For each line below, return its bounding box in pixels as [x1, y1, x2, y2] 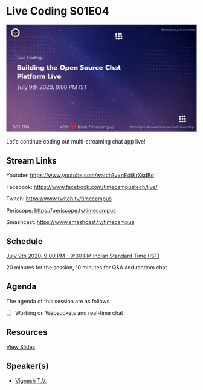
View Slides [6, 343, 36, 351]
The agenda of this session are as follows [6, 297, 110, 305]
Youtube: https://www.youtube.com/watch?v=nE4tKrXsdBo [6, 171, 154, 179]
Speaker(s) [6, 361, 50, 371]
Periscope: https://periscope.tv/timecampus [6, 207, 116, 214]
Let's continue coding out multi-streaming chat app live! [6, 138, 146, 145]
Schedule [6, 236, 43, 246]
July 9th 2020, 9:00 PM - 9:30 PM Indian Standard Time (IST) [6, 253, 160, 260]
